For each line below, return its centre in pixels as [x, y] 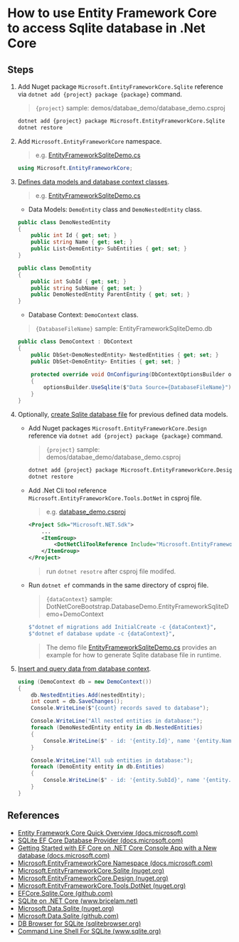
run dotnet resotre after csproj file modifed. [111, 571]
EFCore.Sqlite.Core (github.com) [65, 893]
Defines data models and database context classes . [94, 181]
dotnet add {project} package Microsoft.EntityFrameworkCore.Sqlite [121, 121]
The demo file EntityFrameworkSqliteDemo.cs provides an [131, 647]
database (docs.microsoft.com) [64, 855]
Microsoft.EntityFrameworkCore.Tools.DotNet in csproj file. [115, 498]
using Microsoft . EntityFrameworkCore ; [75, 168]
